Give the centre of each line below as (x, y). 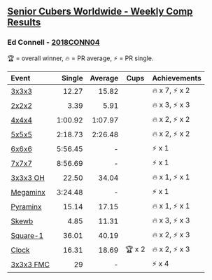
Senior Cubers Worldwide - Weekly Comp (100, 12)
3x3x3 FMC (30, 265)
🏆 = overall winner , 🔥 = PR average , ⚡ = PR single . (80, 58)
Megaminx (28, 192)
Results (24, 23)
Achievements (177, 78)
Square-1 (27, 236)
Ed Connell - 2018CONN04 (54, 43)
